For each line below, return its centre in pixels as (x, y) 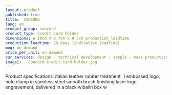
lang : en (15, 24)
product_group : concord (31, 29)
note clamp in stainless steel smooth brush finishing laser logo (71, 82)
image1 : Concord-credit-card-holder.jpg (51, 62)
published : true (23, 15)
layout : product (23, 10)
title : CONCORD (23, 19)
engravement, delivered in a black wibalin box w (56, 87)
